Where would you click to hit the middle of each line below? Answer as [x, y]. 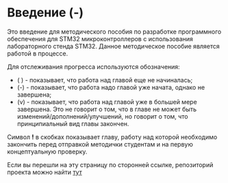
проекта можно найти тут [45, 172]
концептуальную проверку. [47, 151]
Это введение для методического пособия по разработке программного [114, 32]
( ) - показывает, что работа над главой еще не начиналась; [105, 80]
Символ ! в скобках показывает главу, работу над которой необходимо [112, 137]
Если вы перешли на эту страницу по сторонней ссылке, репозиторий [110, 164]
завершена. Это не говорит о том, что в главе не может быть [107, 109]
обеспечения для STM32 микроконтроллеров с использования [100, 38]
